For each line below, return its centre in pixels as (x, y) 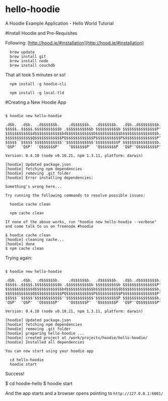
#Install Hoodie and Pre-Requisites (41, 33)
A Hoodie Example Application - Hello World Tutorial (60, 23)
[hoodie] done (20, 244)
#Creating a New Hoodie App (36, 102)
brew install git (28, 57)
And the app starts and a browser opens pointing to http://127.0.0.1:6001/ (84, 393)
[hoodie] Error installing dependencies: (49, 178)
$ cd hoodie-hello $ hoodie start (39, 383)
